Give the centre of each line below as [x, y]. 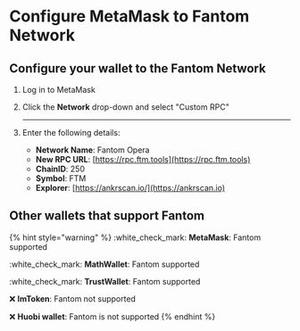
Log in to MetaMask [58, 90]
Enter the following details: [71, 132]
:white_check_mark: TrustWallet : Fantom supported [105, 281]
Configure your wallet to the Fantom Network [137, 68]
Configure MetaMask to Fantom [129, 17]
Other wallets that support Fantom [107, 216]
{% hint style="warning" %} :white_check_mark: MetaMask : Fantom [135, 237]
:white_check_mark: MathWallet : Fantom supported [104, 264]
